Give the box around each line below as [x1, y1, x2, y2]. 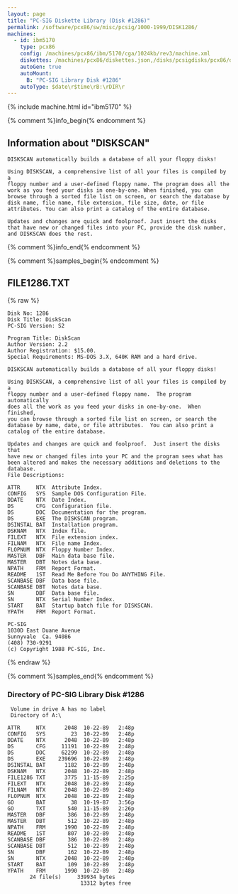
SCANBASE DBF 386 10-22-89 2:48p [7, 836, 135, 844]
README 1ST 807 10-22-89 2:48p [7, 830, 135, 837]
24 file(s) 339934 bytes [29, 873, 115, 881]
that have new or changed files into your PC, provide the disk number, [7, 225, 227, 232]
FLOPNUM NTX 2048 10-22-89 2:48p [7, 793, 135, 800]
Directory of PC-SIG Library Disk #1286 [7, 689, 145, 699]
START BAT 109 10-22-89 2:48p [7, 861, 135, 868]
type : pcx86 [20, 43, 55, 50]
